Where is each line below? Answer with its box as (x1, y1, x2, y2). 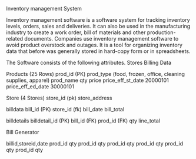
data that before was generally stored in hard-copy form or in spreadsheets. (6, 48, 191, 55)
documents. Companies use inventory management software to (24, 35, 179, 42)
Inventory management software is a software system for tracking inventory (6, 16, 190, 23)
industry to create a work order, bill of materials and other (6, 29, 146, 36)
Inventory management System (6, 5, 82, 12)
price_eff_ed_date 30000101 (6, 83, 75, 90)
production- (147, 29, 176, 36)
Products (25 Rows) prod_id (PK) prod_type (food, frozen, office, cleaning (6, 71, 185, 77)
